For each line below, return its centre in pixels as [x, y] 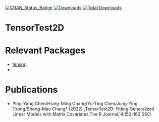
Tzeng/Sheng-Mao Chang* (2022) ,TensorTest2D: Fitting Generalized [83, 109]
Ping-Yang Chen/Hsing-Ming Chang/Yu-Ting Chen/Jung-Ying [75, 104]
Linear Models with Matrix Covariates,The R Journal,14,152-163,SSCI [82, 114]
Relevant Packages [45, 51]
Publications [31, 90]
